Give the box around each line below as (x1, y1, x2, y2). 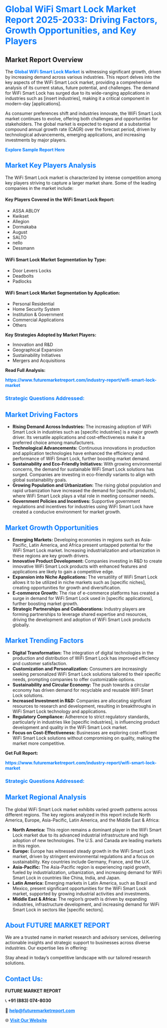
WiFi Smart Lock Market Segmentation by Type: (5, 257, 107, 263)
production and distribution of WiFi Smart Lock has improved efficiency (12, 655, 160, 661)
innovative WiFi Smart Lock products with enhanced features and (12, 563, 147, 569)
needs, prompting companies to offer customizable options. (12, 676, 136, 682)
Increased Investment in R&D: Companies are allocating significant (12, 698, 152, 704)
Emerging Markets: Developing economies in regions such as (12, 536, 140, 542)
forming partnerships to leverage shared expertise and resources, (12, 611, 148, 617)
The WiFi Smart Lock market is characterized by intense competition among (5, 174, 161, 180)
